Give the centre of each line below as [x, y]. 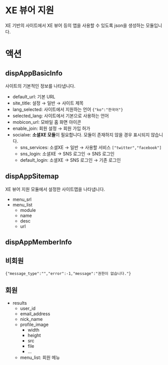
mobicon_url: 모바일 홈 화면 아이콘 [47, 122]
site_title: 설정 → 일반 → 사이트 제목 [48, 103]
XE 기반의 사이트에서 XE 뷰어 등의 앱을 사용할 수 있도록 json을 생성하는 [75, 25]
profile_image [34, 324]
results [20, 303]
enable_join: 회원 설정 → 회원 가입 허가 [51, 128]
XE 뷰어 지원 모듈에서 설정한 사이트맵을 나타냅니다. [55, 189]
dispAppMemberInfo [39, 242]
